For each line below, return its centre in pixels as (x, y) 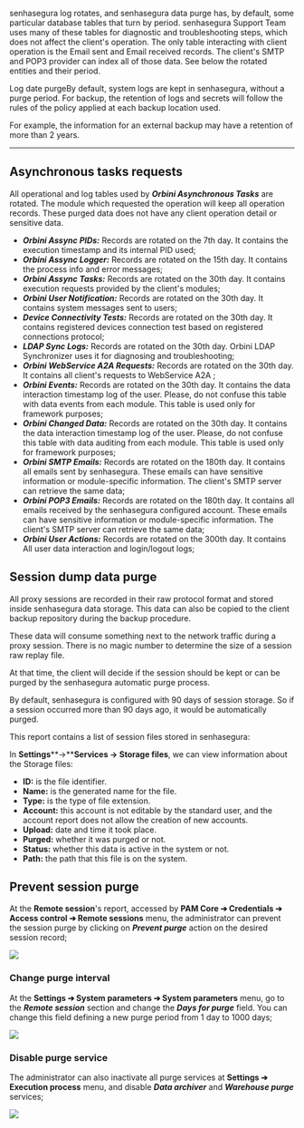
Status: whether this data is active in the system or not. (126, 849)
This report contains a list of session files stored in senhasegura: (130, 736)
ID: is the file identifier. (64, 781)
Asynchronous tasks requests (96, 172)
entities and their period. (55, 71)
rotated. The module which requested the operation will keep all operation (147, 203)
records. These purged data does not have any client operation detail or (143, 213)
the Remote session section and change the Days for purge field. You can (148, 1007)
